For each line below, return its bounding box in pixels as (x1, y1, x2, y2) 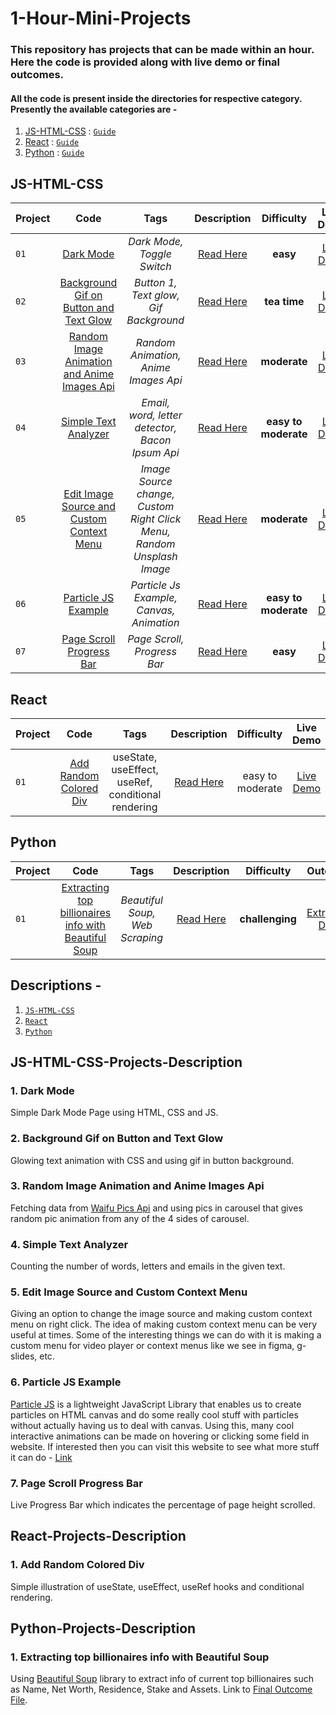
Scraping (120, 930, 164, 944)
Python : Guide (24, 147, 85, 159)
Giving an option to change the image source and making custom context (10, 1308, 313, 1320)
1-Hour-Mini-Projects (10, 7, 192, 30)
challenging (239, 912, 297, 926)
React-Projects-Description (10, 1528, 187, 1545)
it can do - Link (10, 1451, 73, 1463)
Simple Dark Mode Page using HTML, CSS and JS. (10, 1107, 219, 1119)
